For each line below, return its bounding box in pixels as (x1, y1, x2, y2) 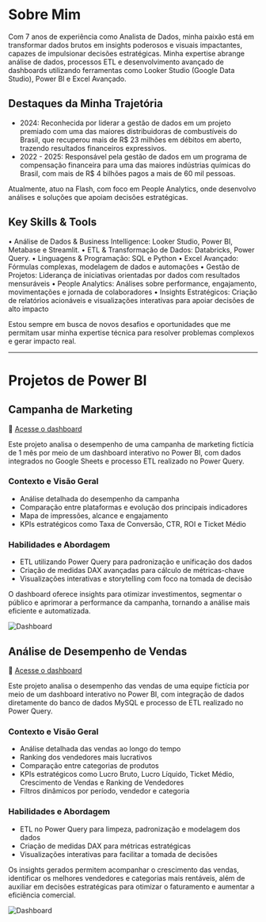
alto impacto (8, 304, 49, 313)
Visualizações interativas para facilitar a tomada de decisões (19, 849, 218, 859)
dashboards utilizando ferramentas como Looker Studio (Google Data (8, 65, 235, 75)
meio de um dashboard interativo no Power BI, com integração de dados (8, 689, 245, 699)
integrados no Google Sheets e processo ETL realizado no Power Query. (8, 456, 245, 466)
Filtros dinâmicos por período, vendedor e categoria (19, 786, 190, 796)
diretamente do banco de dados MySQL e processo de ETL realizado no (8, 697, 244, 707)
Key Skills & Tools (8, 216, 97, 229)
